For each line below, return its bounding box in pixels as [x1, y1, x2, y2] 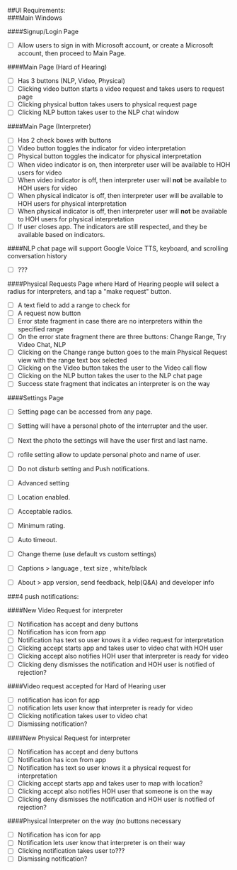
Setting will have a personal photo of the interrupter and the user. [17, 422, 208, 430]
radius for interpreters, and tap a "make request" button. [7, 287, 172, 295]
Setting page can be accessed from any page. [17, 407, 153, 416]
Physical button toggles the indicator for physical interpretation [17, 152, 202, 160]
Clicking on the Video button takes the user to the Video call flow [17, 363, 207, 372]
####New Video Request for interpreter [7, 606, 124, 615]
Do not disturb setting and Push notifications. [17, 464, 150, 473]
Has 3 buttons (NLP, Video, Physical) [17, 77, 126, 85]
